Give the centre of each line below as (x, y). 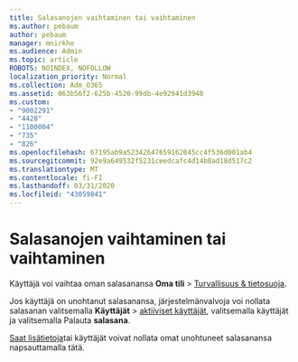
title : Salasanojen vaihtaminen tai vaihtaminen (102, 18)
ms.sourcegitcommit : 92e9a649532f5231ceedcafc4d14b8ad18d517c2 (131, 161)
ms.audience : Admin (46, 52)
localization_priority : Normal (68, 77)
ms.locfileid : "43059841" (58, 195)
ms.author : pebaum (44, 26)
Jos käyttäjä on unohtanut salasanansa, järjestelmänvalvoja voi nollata (140, 300)
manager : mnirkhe (42, 43)
